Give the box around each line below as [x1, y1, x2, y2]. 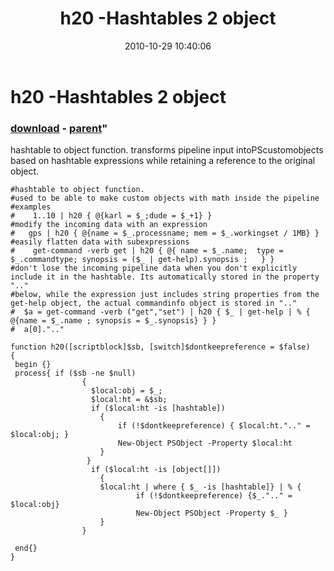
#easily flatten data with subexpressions [10, 237, 190, 247]
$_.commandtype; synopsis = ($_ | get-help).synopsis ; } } [10, 255, 275, 265]
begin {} [14, 360, 52, 370]
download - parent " [10, 121, 108, 135]
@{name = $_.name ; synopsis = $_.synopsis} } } [10, 316, 217, 326]
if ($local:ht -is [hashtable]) [90, 403, 226, 414]
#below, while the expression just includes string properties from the [10, 290, 320, 300]
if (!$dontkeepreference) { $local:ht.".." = [117, 421, 311, 431]
